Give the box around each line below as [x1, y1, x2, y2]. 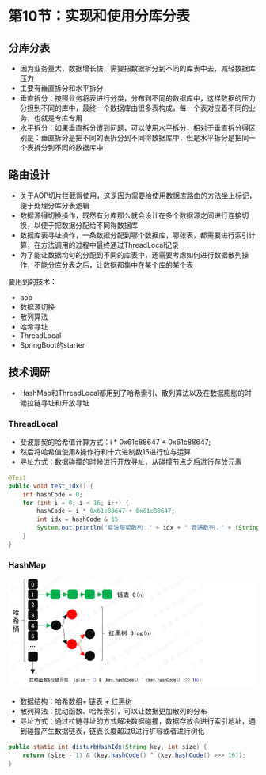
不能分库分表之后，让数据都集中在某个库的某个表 [33, 260, 194, 269]
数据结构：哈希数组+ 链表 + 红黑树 [19, 696, 133, 705]
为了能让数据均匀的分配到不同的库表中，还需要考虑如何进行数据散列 [19, 250, 242, 260]
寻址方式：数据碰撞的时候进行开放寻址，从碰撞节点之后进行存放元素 [19, 457, 242, 466]
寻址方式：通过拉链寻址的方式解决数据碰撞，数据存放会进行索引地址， [19, 716, 249, 725]
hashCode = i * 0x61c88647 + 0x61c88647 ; [36, 507, 176, 515]
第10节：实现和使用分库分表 [8, 7, 190, 25]
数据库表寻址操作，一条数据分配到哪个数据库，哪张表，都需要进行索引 [19, 230, 249, 240]
